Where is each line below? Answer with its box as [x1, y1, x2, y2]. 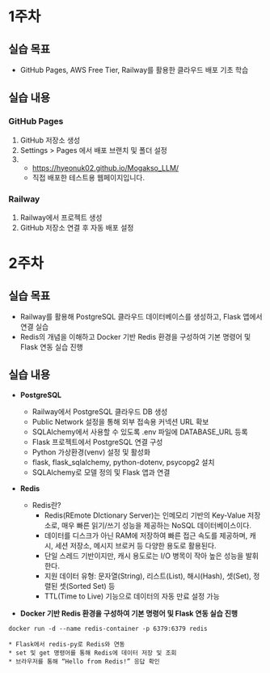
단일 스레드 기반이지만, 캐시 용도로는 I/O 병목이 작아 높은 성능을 [44, 551, 244, 561]
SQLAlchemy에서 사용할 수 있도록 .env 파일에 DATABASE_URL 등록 [32, 426, 248, 437]
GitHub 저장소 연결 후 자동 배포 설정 [19, 222, 134, 232]
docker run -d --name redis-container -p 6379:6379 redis [8, 624, 208, 633]
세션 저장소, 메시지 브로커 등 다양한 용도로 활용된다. [55, 540, 217, 550]
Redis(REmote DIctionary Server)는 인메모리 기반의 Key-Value [44, 510, 247, 520]
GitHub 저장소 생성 [19, 135, 81, 145]
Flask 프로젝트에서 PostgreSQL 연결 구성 [32, 437, 163, 447]
